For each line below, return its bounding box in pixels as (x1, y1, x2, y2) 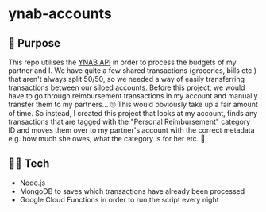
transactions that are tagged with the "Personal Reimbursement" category (8, 117, 251, 126)
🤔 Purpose (8, 37, 61, 50)
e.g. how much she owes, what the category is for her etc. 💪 (8, 134, 206, 143)
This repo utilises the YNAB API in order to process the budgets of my (8, 57, 237, 67)
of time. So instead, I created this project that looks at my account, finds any (8, 109, 258, 118)
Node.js (19, 178, 46, 187)
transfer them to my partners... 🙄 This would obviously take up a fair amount (8, 100, 258, 109)
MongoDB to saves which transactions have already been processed (19, 186, 245, 195)
